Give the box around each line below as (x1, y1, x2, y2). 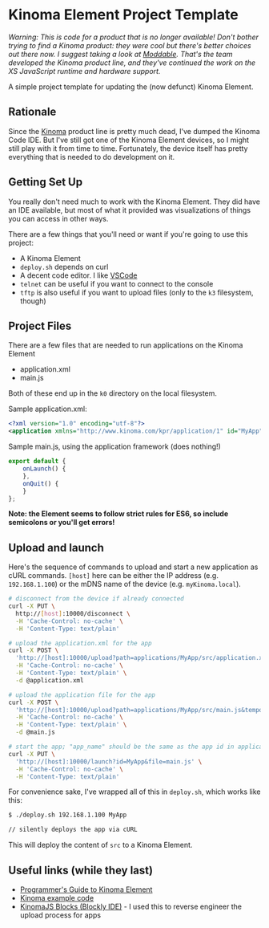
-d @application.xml (15, 676, 84, 684)
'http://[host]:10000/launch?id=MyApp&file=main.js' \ (15, 757, 203, 766)
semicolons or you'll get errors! (8, 518, 115, 527)
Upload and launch (8, 540, 104, 555)
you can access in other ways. (8, 214, 109, 223)
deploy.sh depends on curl (19, 262, 109, 271)
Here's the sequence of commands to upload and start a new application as (8, 562, 259, 572)
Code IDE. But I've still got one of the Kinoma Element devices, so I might (8, 135, 250, 144)
